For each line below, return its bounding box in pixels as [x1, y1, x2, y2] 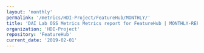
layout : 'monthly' [6, 9, 53, 15]
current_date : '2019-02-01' [6, 37, 78, 43]
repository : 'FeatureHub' [6, 32, 72, 38]
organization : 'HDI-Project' [6, 26, 80, 32]
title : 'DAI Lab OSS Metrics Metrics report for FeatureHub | [6, 20, 167, 26]
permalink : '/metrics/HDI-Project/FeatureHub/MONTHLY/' [6, 15, 151, 21]
